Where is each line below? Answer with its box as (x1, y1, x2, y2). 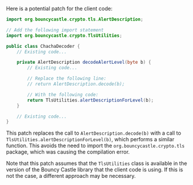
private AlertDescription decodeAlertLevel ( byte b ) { (16, 59, 151, 66)
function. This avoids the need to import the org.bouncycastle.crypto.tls (6, 142, 185, 150)
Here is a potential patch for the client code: (6, 5, 113, 12)
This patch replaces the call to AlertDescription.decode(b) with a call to (6, 129, 181, 137)
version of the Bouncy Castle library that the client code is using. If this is (6, 166, 184, 173)
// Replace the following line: (27, 76, 107, 82)
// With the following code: (27, 92, 99, 98)
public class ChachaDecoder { (6, 43, 81, 49)
